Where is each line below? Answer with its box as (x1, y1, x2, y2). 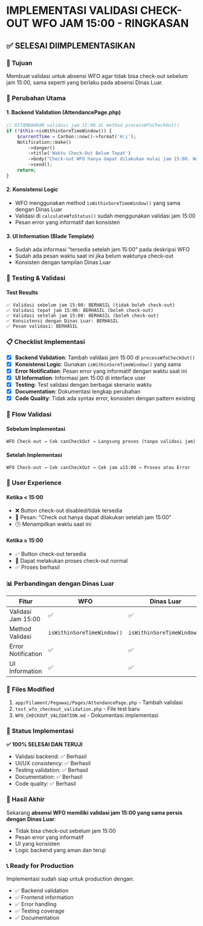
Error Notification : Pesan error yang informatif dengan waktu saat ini (14, 367, 187, 375)
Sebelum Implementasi (6, 425, 65, 432)
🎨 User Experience (6, 479, 62, 487)
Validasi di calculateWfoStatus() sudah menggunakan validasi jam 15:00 (14, 212, 196, 219)
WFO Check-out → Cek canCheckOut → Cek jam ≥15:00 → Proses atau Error (6, 465, 190, 471)
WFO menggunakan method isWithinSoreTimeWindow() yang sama (14, 199, 181, 206)
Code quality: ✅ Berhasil (14, 780, 77, 787)
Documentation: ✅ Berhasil (14, 773, 83, 780)
